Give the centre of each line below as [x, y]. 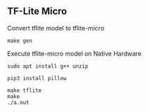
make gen [20, 41]
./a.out [18, 102]
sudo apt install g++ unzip [48, 66]
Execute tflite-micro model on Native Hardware [74, 53]
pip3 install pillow [37, 78]
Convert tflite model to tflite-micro [56, 28]
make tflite [24, 90]
